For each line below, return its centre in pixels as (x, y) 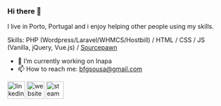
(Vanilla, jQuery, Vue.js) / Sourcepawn (62, 48)
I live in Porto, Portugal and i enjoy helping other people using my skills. (111, 27)
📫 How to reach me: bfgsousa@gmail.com (80, 69)
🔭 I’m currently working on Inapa (65, 61)
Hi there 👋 (25, 11)
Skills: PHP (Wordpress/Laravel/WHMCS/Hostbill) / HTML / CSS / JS (106, 40)
